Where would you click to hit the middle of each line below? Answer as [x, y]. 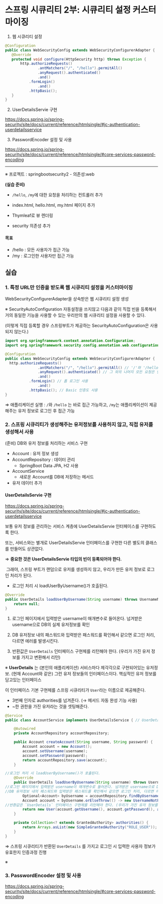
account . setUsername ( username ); [55, 751]
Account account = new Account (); [57, 747]
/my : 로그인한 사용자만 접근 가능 [43, 256]
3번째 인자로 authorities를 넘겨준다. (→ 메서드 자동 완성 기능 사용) [74, 700]
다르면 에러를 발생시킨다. [35, 641]
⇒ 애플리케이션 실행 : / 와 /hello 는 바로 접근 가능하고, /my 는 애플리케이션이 [77, 404]
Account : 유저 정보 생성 [35, 453]
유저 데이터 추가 [27, 483]
